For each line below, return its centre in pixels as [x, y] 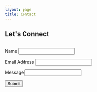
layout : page [18, 10]
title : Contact [21, 14]
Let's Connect [27, 34]
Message [14, 73]
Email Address [20, 62]
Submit [14, 84]
